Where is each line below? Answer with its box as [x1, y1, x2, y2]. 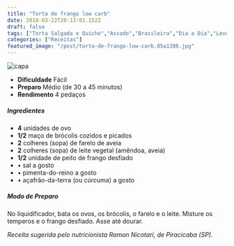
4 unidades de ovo [17, 124, 72, 132]
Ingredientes [7, 106, 45, 115]
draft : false [7, 23, 45, 30]
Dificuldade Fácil [17, 75, 68, 84]
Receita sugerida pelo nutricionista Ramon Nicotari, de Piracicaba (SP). [7, 230, 213, 238]
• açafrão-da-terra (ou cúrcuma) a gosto [17, 175, 134, 184]
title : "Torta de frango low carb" [7, 10, 111, 17]
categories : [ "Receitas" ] [7, 36, 82, 43]
